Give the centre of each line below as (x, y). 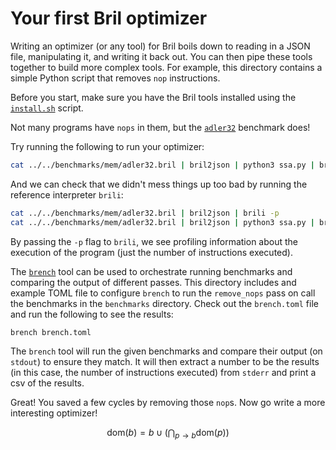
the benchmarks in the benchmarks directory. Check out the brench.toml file (164, 303)
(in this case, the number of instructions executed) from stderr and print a (163, 373)
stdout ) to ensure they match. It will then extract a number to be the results (165, 362)
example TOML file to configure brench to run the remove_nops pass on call (163, 293)
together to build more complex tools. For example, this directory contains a (166, 67)
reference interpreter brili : (67, 194)
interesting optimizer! (54, 413)
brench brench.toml (51, 332)
